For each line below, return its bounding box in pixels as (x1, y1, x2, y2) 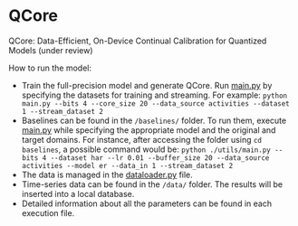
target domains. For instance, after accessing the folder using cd (21, 134, 263, 145)
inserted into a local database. (21, 188, 135, 199)
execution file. (21, 207, 75, 218)
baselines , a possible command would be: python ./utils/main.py (21, 144, 271, 155)
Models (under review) (8, 44, 93, 55)
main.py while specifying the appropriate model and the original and (21, 124, 276, 136)
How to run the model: (8, 62, 92, 73)
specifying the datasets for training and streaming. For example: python (21, 89, 287, 100)
